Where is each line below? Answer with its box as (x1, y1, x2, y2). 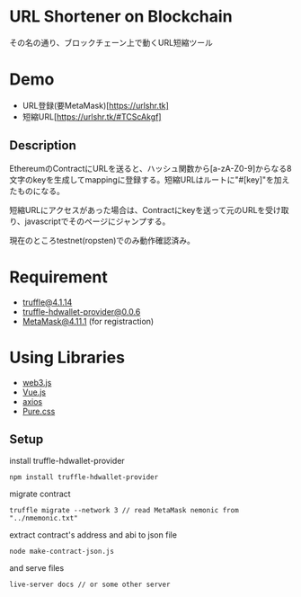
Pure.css (22, 405, 56, 416)
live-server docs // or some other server (9, 580, 171, 590)
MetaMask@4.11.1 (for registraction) (22, 316, 155, 326)
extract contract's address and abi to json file (9, 530, 178, 540)
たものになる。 (9, 185, 65, 196)
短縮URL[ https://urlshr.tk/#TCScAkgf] (22, 111, 162, 122)
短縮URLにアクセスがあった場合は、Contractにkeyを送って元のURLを (9, 204, 266, 215)
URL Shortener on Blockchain (9, 6, 233, 27)
